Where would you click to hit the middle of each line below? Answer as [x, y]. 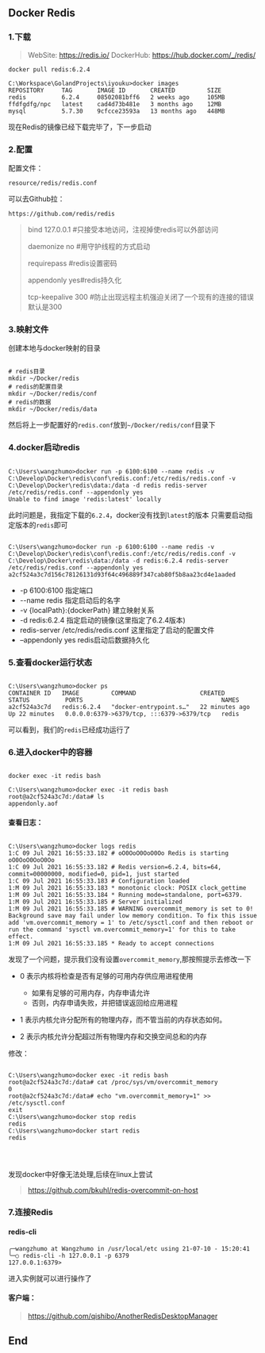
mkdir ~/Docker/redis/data [53, 409]
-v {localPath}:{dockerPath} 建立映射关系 [87, 610]
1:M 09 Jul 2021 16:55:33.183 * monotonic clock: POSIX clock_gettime [127, 888]
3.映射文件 [29, 329]
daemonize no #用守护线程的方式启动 [89, 246]
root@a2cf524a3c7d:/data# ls [56, 797]
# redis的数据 [30, 402]
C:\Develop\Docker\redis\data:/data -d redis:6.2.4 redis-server [118, 561]
